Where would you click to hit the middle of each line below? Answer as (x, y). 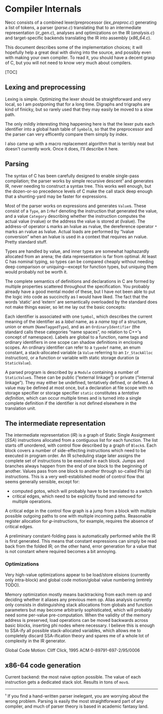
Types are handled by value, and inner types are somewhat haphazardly (77, 251)
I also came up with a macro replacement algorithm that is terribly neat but (80, 144)
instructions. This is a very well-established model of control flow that (75, 477)
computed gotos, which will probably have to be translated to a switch (82, 491)
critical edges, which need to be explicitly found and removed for (77, 496)
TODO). (13, 585)
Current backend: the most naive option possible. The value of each (73, 677)
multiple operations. (32, 502)
